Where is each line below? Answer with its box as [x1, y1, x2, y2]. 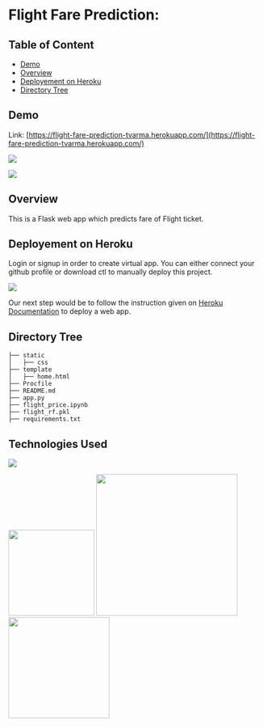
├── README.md [8, 387, 56, 395]
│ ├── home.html [8, 373, 70, 381]
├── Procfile [8, 380, 52, 388]
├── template [8, 366, 52, 374]
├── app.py [8, 394, 45, 402]
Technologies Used [8, 437, 107, 450]
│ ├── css [8, 358, 48, 367]
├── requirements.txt [8, 415, 81, 424]
